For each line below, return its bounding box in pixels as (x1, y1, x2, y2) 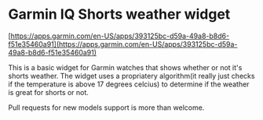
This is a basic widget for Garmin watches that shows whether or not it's (8, 62, 243, 72)
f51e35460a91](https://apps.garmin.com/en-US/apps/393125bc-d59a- (8, 39, 238, 48)
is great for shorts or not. (8, 87, 89, 97)
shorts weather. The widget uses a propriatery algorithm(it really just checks (8, 71, 255, 80)
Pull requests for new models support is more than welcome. (8, 103, 205, 112)
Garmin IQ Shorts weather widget (8, 5, 231, 23)
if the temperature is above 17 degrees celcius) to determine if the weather (8, 79, 250, 89)
